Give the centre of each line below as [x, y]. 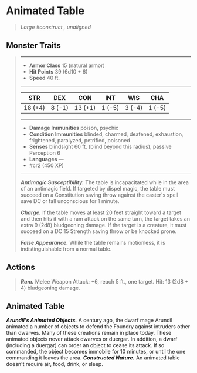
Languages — [47, 159]
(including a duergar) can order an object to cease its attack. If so [85, 345]
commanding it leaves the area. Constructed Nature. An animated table [93, 358]
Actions [21, 267]
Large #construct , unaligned [55, 27]
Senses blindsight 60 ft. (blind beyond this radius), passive [100, 146]
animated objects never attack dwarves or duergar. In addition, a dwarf [92, 339]
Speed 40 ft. [45, 78]
